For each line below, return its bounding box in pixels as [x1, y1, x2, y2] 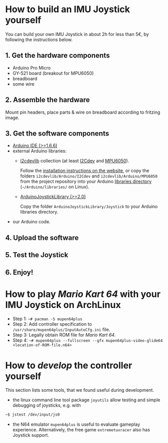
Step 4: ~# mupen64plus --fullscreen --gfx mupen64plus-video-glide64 [12, 337, 163, 344]
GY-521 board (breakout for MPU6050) [12, 70, 94, 76]
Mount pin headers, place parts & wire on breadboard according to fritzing [5, 109, 160, 115]
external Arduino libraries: [12, 148, 67, 154]
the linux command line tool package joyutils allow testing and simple [12, 397, 160, 403]
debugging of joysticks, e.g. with [12, 402, 81, 408]
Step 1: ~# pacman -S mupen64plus [12, 316, 82, 322]
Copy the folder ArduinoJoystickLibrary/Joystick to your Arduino [20, 203, 158, 210]
